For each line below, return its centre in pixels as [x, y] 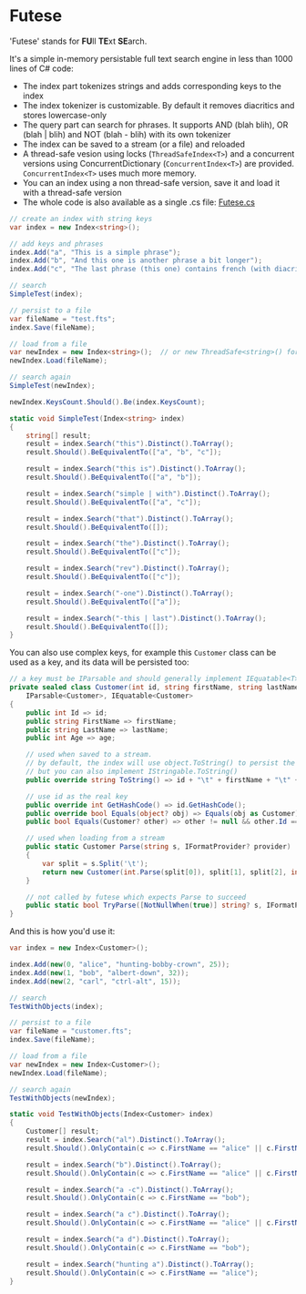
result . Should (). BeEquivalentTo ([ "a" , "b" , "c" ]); [124, 453]
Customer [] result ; [63, 1131]
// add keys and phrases [56, 244]
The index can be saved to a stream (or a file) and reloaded [134, 144]
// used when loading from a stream [96, 839]
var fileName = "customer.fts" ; [71, 1031]
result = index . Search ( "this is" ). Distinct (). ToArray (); [136, 469]
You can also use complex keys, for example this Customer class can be [143, 653]
